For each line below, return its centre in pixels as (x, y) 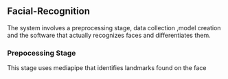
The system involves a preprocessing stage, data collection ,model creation (114, 27)
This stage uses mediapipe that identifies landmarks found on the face (107, 68)
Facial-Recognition (49, 11)
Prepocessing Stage (42, 53)
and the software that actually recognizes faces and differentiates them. (109, 35)
